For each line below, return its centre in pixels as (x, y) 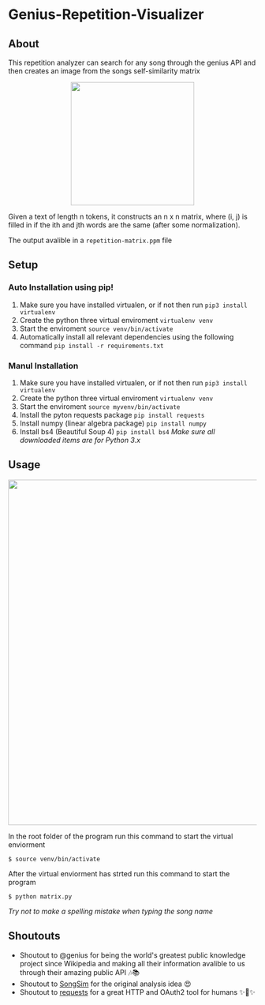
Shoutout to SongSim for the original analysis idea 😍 (105, 984)
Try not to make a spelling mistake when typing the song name (110, 911)
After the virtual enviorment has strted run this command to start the (119, 873)
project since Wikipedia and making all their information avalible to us (132, 963)
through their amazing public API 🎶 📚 (80, 972)
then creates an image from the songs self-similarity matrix (104, 71)
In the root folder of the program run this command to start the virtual (121, 836)
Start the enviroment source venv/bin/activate (96, 328)
